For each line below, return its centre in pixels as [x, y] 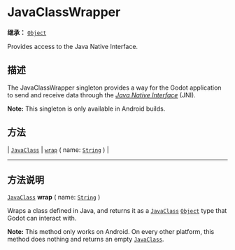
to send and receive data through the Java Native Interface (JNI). [101, 95]
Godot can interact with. [42, 218]
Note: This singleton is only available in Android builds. [86, 109]
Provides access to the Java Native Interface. [73, 46]
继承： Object [27, 32]
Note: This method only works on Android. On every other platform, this [111, 232]
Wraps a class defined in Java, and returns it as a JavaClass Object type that [117, 211]
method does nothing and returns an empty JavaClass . [86, 239]
